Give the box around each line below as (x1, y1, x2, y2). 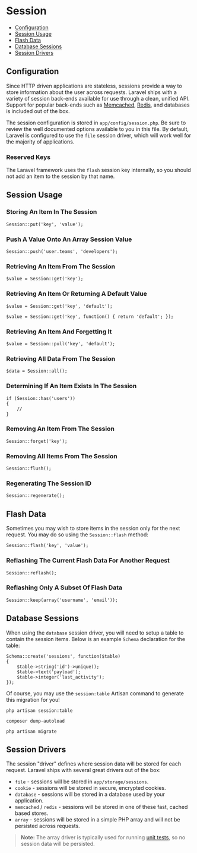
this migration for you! (6, 696, 61, 703)
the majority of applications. (6, 138, 75, 145)
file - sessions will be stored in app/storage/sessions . (14, 778, 149, 785)
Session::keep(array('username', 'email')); (6, 597, 118, 603)
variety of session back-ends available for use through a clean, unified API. (6, 95, 190, 102)
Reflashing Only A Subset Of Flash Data (6, 583, 123, 592)
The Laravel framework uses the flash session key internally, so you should (6, 167, 191, 174)
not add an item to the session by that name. (6, 173, 115, 180)
